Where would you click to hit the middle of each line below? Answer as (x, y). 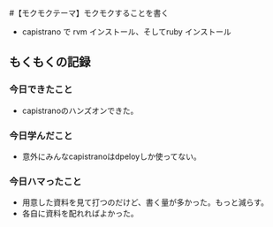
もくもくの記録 (50, 62)
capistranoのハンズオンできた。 (80, 110)
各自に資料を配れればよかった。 (80, 214)
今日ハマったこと (45, 181)
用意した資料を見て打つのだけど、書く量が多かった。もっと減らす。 (145, 202)
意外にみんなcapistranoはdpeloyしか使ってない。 (111, 156)
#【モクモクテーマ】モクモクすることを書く (89, 13)
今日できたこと (41, 89)
